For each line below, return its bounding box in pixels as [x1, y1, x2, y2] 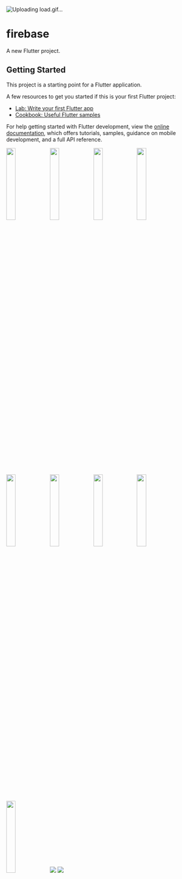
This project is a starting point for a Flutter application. [6, 81, 142, 88]
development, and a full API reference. [6, 136, 103, 143]
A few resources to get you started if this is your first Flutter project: [6, 93, 176, 100]
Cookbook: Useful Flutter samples [15, 111, 101, 118]
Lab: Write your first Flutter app [15, 104, 94, 112]
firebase [6, 27, 50, 41]
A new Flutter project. [6, 47, 61, 54]
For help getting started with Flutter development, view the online [6, 122, 170, 130]
